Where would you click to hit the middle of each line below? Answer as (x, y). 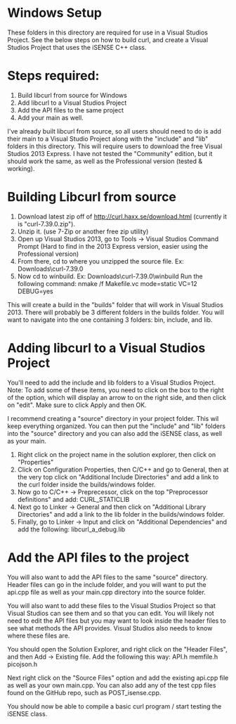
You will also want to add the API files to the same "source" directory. (108, 577)
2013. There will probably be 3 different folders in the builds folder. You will (116, 312)
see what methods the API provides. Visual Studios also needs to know (110, 628)
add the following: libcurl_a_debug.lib (71, 529)
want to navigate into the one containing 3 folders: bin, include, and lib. (110, 319)
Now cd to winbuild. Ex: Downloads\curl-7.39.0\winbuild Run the (110, 276)
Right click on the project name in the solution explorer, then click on (117, 454)
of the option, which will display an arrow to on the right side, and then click (117, 397)
